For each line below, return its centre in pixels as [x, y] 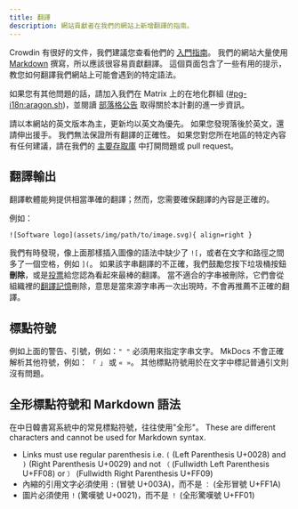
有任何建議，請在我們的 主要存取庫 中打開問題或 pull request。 [124, 145]
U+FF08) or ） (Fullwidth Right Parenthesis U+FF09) [117, 473]
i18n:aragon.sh [36, 104]
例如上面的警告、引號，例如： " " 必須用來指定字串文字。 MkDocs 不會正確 [147, 351]
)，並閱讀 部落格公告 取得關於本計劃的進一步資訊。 [156, 104]
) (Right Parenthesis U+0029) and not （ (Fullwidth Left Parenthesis [145, 464]
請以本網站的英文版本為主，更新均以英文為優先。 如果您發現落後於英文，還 [147, 123]
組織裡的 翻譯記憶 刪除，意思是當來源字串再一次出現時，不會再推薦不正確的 [145, 287]
